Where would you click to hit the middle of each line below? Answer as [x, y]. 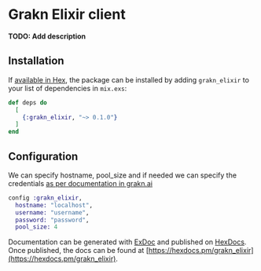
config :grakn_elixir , [45, 198]
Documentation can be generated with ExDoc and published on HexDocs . [127, 242]
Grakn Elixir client [67, 15]
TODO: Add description [47, 36]
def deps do [28, 103]
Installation [36, 61]
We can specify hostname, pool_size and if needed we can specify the [123, 175]
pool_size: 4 [37, 227]
